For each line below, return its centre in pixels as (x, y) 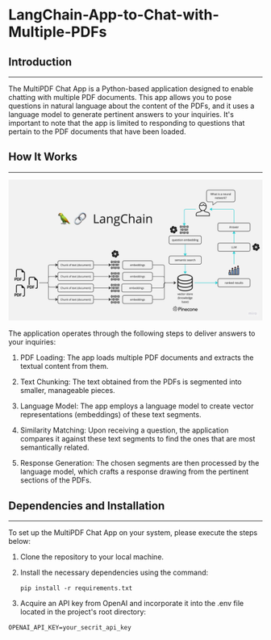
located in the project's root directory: (83, 612)
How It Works (43, 157)
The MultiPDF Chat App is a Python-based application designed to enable (131, 89)
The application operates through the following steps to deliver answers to (132, 333)
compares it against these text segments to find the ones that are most (138, 439)
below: (19, 542)
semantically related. (55, 448)
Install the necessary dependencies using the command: (114, 573)
